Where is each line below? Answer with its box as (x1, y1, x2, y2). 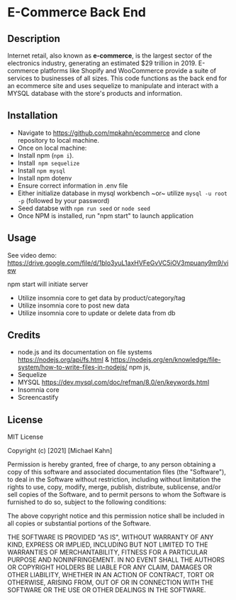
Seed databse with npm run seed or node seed (17, 204, 151, 212)
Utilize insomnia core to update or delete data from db (17, 308, 176, 317)
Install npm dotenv (17, 173, 72, 182)
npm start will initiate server (7, 280, 89, 288)
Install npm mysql (17, 166, 66, 175)
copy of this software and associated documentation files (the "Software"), (7, 468, 227, 476)
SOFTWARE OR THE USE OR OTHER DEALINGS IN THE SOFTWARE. (7, 586, 206, 594)
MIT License (7, 432, 44, 441)
